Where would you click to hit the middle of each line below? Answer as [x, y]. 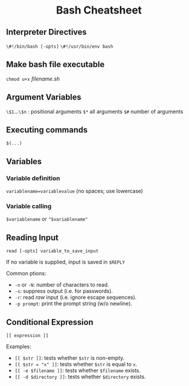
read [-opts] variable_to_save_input [52, 251]
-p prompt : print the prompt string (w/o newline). [73, 304]
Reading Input [32, 237]
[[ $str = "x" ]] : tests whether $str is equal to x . [76, 364]
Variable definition [33, 178]
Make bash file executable [55, 64]
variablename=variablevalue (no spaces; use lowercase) [74, 191]
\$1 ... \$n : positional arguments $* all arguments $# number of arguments [95, 111]
